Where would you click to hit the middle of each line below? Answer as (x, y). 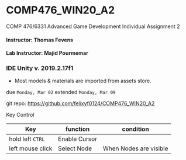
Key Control (20, 115)
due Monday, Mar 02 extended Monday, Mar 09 (61, 92)
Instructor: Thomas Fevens (40, 40)
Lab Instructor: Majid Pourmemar (47, 53)
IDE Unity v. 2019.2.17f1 (40, 68)
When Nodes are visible (135, 148)
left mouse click (31, 148)
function (77, 129)
